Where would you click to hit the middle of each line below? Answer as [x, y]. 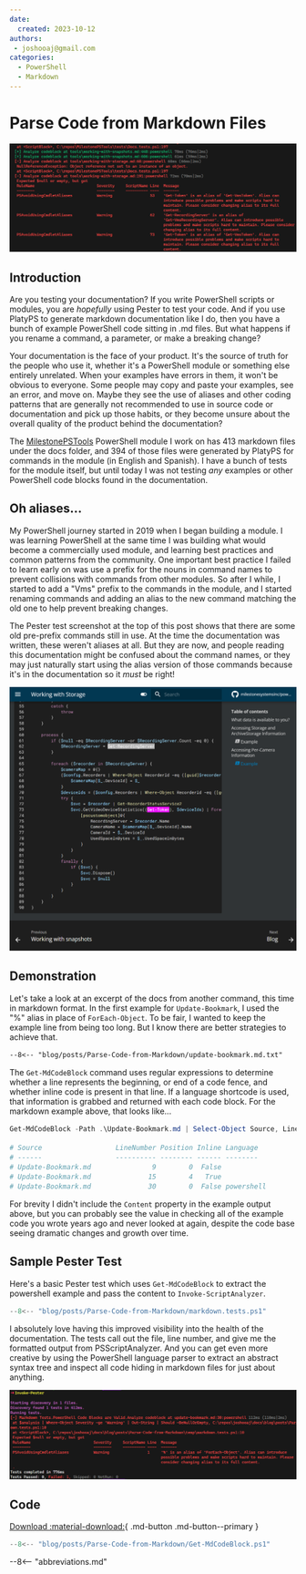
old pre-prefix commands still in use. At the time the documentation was [145, 635]
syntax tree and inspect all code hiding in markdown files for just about [143, 1367]
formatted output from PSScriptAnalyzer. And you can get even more [139, 1348]
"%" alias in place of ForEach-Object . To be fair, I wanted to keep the [138, 1017]
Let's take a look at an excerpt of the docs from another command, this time [152, 998]
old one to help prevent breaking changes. [89, 608]
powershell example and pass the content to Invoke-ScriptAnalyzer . [138, 1293]
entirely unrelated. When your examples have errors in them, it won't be [144, 375]
